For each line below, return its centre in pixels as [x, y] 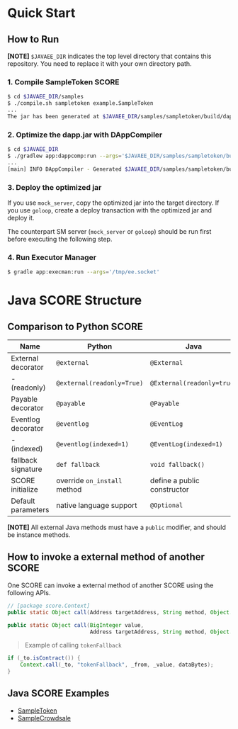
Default [23, 501]
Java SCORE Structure [75, 301]
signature [27, 469]
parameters [30, 510]
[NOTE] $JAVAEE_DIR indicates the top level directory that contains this [109, 56]
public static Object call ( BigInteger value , [75, 625]
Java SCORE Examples [58, 693]
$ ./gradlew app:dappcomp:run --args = [64, 156]
